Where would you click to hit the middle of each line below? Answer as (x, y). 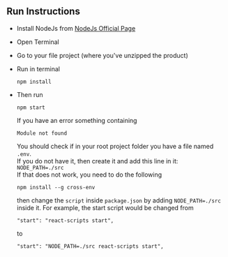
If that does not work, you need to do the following (89, 175)
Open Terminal (38, 42)
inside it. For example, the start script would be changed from (105, 207)
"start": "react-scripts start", (65, 220)
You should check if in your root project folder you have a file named (115, 146)
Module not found (42, 133)
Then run (30, 94)
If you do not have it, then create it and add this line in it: (97, 161)
